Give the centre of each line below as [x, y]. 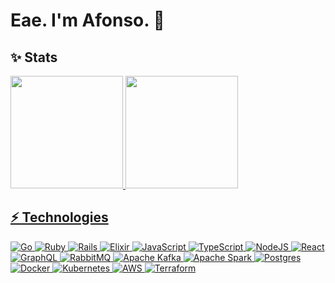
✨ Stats [34, 57]
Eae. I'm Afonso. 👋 [87, 20]
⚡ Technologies [59, 217]
